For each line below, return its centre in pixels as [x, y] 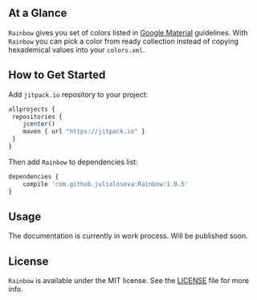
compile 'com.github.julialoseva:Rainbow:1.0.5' [106, 184]
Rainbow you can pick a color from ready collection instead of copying [124, 41]
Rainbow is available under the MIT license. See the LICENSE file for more [129, 281]
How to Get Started [57, 75]
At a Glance [38, 13]
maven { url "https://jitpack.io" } [84, 132]
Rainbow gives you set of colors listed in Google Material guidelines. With [128, 32]
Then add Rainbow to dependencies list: [73, 162]
